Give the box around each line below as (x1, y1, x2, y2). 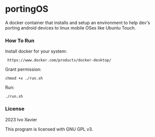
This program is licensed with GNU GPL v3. (5, 126, 93, 132)
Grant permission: (5, 66, 42, 72)
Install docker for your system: (5, 48, 67, 55)
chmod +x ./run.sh (5, 76, 43, 81)
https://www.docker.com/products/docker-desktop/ (7, 58, 112, 63)
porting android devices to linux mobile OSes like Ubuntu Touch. (5, 25, 136, 30)
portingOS (5, 3, 48, 15)
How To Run (5, 37, 35, 44)
